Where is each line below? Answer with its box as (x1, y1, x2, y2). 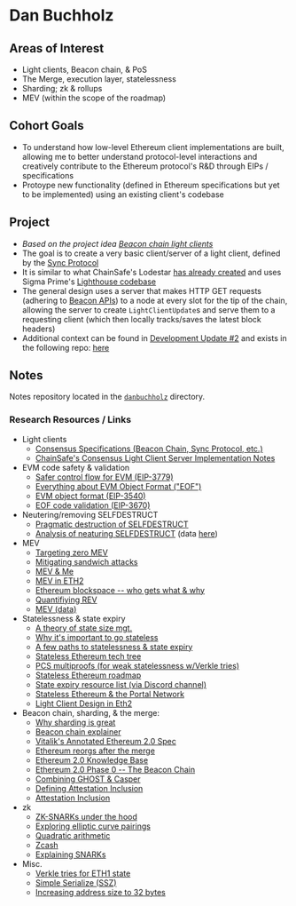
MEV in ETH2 (35, 575, 84, 586)
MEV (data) (35, 603, 77, 614)
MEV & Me (35, 566, 74, 576)
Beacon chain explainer (35, 726, 121, 737)
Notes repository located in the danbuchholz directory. (9, 392, 206, 402)
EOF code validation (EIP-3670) (35, 499, 151, 511)
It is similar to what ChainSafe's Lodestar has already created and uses (21, 266, 282, 277)
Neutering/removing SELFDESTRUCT (21, 509, 159, 520)
